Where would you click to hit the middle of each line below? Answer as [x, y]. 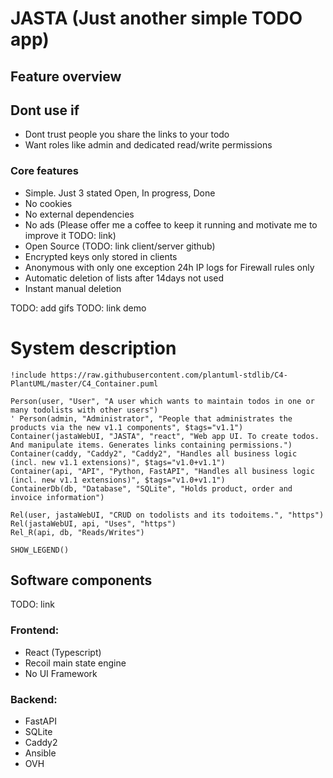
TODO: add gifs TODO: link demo [78, 308]
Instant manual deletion [73, 288]
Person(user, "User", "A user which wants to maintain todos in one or [162, 401]
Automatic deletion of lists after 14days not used [124, 278]
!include [28, 375]
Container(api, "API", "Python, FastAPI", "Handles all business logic [162, 471]
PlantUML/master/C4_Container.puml [84, 383]
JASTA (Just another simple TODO [156, 18]
